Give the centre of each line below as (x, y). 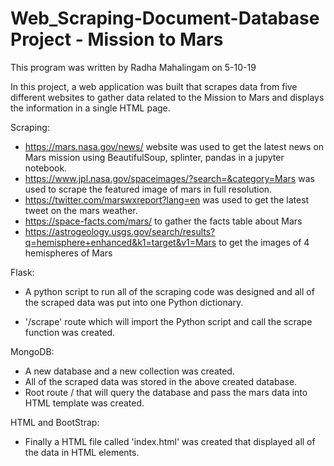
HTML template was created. (84, 403)
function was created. (70, 332)
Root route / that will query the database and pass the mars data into (166, 392)
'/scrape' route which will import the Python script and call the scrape (168, 321)
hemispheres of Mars (68, 253)
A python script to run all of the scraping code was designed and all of (169, 291)
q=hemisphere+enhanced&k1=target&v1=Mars (120, 242)
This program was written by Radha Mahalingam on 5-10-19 (133, 67)
